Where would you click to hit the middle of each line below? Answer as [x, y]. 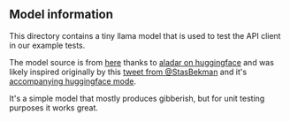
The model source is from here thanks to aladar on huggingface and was [141, 62]
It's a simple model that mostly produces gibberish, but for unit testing [137, 98]
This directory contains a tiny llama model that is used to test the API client [145, 35]
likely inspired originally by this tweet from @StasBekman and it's [128, 72]
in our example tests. [47, 45]
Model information [61, 15]
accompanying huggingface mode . [73, 81]
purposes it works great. [54, 107]
